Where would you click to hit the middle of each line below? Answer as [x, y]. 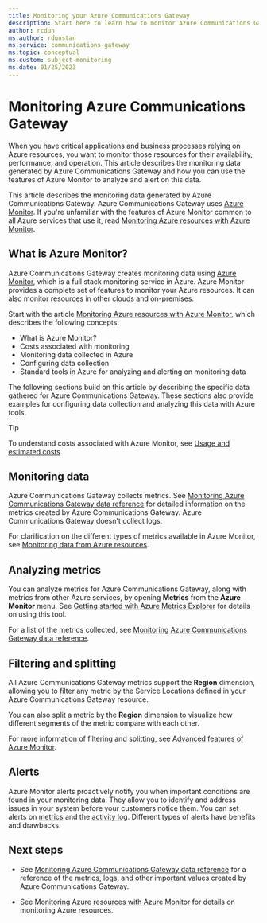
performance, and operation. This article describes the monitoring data [124, 162]
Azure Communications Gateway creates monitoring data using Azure [122, 273]
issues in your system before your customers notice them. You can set [124, 808]
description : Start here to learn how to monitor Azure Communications [129, 23]
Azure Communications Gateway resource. [78, 699]
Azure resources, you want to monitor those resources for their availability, [130, 154]
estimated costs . [35, 451]
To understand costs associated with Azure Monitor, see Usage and [119, 443]
